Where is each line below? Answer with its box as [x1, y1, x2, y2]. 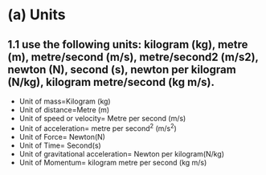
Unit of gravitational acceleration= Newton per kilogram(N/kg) [18, 149, 225, 158]
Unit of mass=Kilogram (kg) [18, 96, 111, 106]
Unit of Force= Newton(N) [18, 132, 106, 141]
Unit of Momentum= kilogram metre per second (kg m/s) [18, 157, 207, 167]
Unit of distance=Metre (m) [18, 105, 110, 114]
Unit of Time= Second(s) [18, 140, 101, 150]
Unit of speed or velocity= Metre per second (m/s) [18, 114, 186, 123]
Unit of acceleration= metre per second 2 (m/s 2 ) [18, 122, 178, 133]
